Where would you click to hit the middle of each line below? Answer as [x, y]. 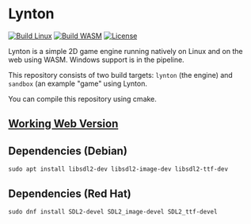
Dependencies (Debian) [68, 151]
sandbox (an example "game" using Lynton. [78, 83]
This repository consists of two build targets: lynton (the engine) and [121, 75]
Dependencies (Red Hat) [70, 193]
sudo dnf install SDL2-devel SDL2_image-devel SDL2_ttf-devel [113, 211]
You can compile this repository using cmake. [82, 98]
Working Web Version [63, 124]
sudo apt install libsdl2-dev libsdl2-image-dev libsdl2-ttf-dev [118, 169]
